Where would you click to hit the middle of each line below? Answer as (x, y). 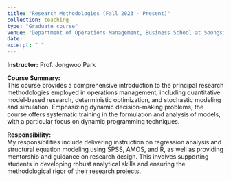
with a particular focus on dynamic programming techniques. (93, 121)
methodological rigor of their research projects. (74, 171)
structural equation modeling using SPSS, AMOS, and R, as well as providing (115, 149)
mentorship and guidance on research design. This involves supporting (108, 157)
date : (15, 39)
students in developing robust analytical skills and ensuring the (96, 164)
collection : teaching (38, 20)
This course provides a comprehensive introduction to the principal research (115, 85)
